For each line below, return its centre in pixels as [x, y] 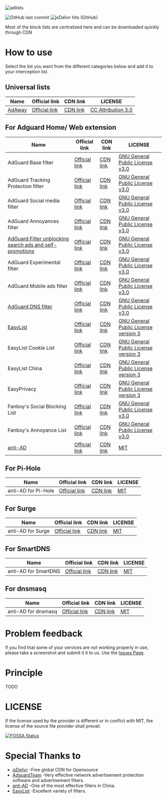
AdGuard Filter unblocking [38, 239]
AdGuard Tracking [29, 180]
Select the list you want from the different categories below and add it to [79, 66]
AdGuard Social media [34, 201]
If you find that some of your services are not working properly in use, [77, 647]
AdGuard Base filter [31, 162]
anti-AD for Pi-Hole [31, 491]
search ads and [26, 245]
